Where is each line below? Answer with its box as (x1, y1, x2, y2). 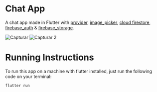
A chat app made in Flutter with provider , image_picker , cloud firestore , (5, 19, 151, 25)
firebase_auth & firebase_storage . (5, 24, 74, 30)
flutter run (5, 83, 30, 88)
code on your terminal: (5, 73, 52, 80)
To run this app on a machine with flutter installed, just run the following (5, 68, 153, 74)
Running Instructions (5, 52, 94, 63)
